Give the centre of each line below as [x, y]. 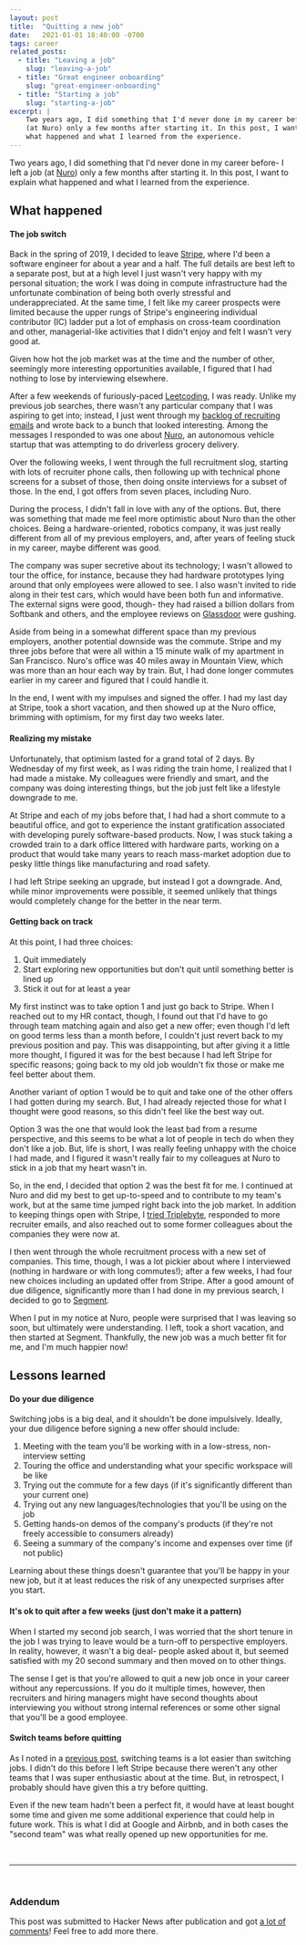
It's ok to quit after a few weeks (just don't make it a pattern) [126, 1611]
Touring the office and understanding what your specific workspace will [158, 1466]
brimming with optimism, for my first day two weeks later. [117, 717]
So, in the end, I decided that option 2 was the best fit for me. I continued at [151, 1185]
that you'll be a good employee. [69, 1717]
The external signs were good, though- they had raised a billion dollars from [152, 604]
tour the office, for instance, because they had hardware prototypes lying [147, 575]
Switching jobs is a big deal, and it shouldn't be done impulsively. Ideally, [146, 1419]
